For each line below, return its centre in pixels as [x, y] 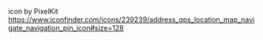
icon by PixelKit [33, 11]
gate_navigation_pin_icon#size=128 [66, 28]
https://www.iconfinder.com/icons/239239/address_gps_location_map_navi [131, 20]
